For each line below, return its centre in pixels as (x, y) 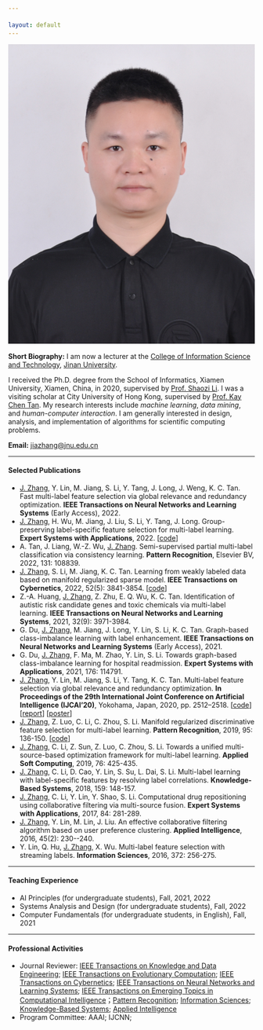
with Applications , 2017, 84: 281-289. (81, 813)
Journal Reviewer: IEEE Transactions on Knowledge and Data (118, 966)
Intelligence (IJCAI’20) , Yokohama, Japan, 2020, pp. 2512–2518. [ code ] (135, 705)
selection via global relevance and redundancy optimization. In (120, 688)
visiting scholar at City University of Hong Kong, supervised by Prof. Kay (125, 396)
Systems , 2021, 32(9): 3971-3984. (75, 621)
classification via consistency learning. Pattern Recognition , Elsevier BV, (137, 555)
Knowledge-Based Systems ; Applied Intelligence (98, 1009)
